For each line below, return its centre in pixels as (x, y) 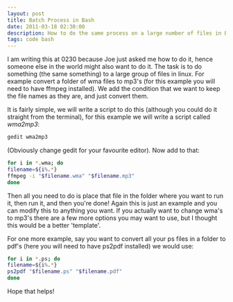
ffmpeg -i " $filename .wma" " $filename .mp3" (71, 176)
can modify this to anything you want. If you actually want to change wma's (115, 210)
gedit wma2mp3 (28, 137)
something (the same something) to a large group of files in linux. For (106, 74)
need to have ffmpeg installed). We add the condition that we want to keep (114, 89)
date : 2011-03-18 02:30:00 (46, 26)
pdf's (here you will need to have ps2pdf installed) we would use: (101, 246)
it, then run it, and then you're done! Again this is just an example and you (112, 203)
